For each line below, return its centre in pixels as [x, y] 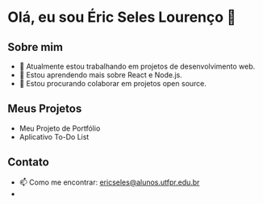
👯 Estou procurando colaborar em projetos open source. [113, 83]
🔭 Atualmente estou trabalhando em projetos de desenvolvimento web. [137, 66]
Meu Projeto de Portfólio [60, 128]
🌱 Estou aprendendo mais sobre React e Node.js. [101, 75]
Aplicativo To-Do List [54, 136]
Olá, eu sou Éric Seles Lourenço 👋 [122, 17]
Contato [28, 162]
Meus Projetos [45, 109]
